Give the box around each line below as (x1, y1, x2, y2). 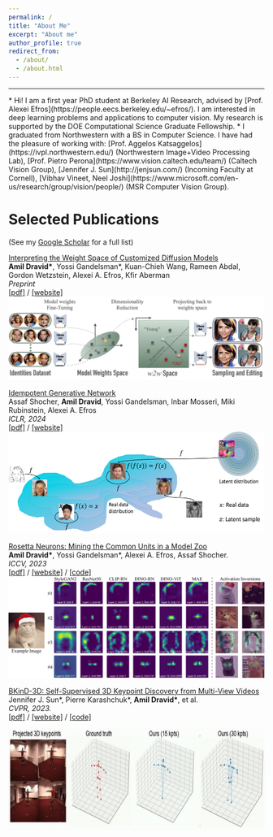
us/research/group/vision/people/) (8, 181, 124, 191)
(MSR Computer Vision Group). (125, 181, 230, 191)
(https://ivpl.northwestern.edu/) (8, 147, 114, 157)
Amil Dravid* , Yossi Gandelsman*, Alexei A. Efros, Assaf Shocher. (8, 550, 229, 560)
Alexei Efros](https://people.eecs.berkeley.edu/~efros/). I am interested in (8, 104, 256, 114)
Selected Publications (8, 210, 160, 229)
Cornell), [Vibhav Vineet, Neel (8, 173, 108, 183)
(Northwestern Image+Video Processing (115, 147, 250, 157)
